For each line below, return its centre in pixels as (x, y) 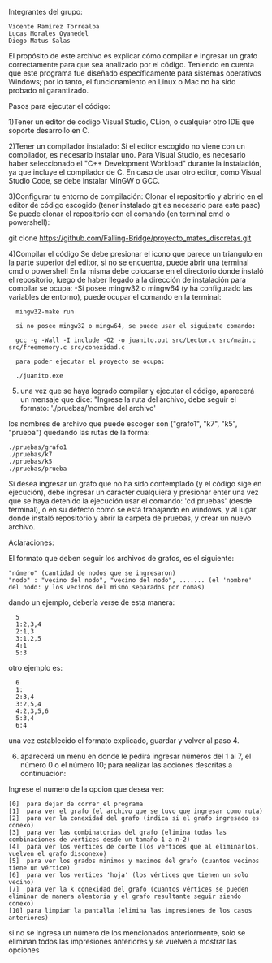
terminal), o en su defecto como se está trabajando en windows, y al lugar (132, 510)
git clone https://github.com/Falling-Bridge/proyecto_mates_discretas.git (130, 238)
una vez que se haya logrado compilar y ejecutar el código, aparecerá (137, 391)
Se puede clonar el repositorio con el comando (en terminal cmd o (119, 214)
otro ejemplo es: (36, 668)
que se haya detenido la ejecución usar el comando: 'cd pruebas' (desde (130, 501)
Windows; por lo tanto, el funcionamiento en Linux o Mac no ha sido (122, 82)
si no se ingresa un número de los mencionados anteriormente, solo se (127, 933)
